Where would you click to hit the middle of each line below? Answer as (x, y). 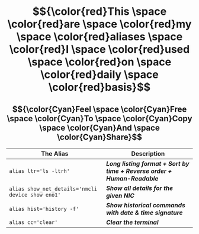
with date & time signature (145, 213)
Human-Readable (132, 178)
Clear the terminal (132, 222)
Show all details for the (140, 188)
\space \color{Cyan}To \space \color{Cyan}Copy (99, 118)
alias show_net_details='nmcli (53, 189)
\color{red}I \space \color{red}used (99, 50)
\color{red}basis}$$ (99, 87)
